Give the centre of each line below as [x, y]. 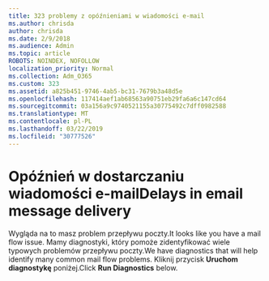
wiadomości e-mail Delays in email [126, 193]
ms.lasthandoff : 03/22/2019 [56, 129]
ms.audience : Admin [41, 46]
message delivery [70, 211]
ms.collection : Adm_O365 [50, 76]
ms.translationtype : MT [49, 114]
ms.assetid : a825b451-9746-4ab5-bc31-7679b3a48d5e [96, 91]
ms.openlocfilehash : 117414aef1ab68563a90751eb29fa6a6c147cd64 [117, 99]
